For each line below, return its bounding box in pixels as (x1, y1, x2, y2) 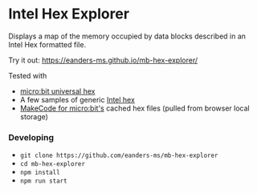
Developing (8, 131, 55, 143)
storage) (19, 111, 48, 121)
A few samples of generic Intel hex (19, 94, 135, 104)
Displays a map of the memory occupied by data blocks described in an (8, 31, 247, 41)
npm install (19, 169, 60, 177)
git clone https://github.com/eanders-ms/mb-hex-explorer (19, 151, 218, 160)
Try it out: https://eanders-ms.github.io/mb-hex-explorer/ (8, 55, 198, 65)
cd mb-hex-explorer (19, 160, 86, 168)
